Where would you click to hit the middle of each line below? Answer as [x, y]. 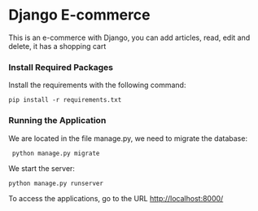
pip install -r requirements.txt [65, 100]
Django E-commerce [79, 15]
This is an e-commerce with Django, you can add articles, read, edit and [129, 37]
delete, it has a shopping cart [57, 46]
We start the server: [42, 168]
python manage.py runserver [56, 183]
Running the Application [57, 121]
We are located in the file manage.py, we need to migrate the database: [128, 138]
